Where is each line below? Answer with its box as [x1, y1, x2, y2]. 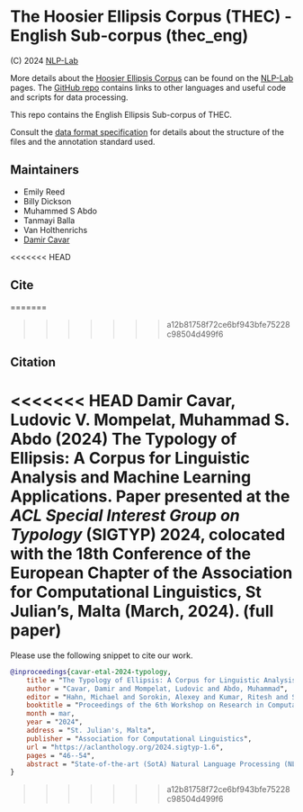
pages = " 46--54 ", [26, 751, 95, 760]
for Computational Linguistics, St [10, 582, 262, 602]
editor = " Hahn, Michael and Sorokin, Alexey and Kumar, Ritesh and [26, 692, 289, 701]
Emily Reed [22, 186, 66, 197]
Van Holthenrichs [22, 224, 88, 235]
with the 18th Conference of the [10, 544, 252, 564]
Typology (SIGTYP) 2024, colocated [10, 525, 286, 546]
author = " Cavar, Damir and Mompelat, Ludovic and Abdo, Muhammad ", [26, 684, 289, 693]
